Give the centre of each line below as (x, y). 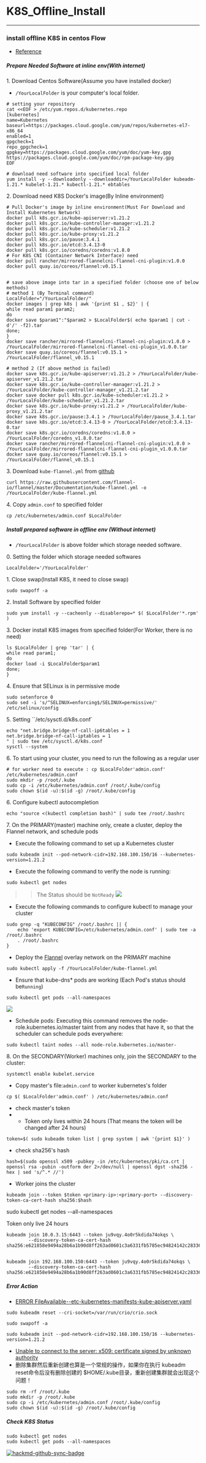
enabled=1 (19, 136)
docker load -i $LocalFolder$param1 (53, 664)
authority (27, 1357)
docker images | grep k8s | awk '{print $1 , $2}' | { (78, 304)
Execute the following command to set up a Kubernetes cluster (94, 844)
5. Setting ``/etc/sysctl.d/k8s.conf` (50, 720)
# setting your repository (41, 104)
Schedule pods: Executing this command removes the (83, 1021)
